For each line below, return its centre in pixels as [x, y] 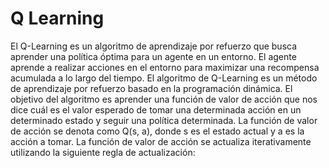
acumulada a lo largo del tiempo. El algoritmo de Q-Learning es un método [164, 78]
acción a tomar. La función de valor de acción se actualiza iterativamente [161, 141]
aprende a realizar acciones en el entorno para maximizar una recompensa [165, 67]
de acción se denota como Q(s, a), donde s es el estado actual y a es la [157, 131]
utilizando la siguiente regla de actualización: [103, 152]
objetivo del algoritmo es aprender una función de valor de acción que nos [164, 99]
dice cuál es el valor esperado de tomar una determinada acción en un [156, 109]
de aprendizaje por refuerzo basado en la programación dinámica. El [151, 88]
